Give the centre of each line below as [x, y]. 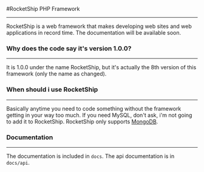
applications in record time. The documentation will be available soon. [94, 33]
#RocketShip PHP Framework [43, 9]
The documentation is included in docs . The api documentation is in [90, 156]
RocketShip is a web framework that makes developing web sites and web [99, 26]
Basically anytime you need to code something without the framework [94, 108]
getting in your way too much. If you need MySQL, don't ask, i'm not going [99, 115]
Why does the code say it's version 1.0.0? [69, 48]
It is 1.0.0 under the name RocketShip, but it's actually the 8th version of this [101, 67]
